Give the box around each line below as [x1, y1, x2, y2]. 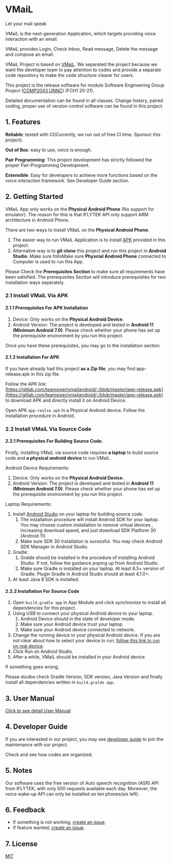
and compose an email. [5, 51, 55, 57]
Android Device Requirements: [5, 465, 70, 471]
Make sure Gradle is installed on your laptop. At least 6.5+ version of [20, 565, 164, 572]
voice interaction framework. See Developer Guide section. [5, 177, 130, 183]
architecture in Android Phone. [5, 217, 70, 223]
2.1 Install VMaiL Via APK [5, 292, 68, 299]
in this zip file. [31, 371, 60, 377]
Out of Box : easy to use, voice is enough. [5, 147, 92, 153]
